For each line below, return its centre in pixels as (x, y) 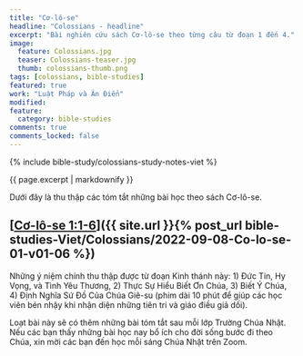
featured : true (38, 85)
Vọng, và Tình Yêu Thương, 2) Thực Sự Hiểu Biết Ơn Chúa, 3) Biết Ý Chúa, (148, 285)
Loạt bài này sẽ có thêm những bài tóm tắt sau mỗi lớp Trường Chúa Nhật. (148, 322)
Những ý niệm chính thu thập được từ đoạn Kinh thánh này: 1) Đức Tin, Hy (148, 276)
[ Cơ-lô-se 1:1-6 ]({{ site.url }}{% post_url (126, 226)
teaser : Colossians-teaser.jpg (77, 60)
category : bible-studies (65, 119)
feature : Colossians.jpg (65, 52)
